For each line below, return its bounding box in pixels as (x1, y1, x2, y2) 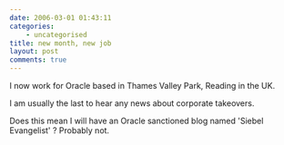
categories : (9, 22, 55, 31)
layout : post (9, 47, 59, 56)
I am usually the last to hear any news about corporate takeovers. (9, 98, 255, 109)
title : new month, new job (9, 38, 112, 48)
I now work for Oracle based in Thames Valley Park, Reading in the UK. (9, 81, 276, 91)
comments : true (9, 55, 67, 64)
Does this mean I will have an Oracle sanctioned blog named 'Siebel (9, 115, 264, 126)
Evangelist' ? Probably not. (9, 125, 110, 136)
